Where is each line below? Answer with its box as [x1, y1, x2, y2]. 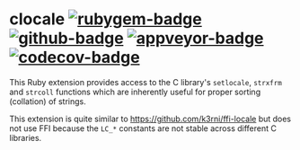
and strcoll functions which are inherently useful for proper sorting [9, 86, 261, 97]
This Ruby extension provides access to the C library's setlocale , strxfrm [9, 76, 283, 87]
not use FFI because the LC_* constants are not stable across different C [9, 122, 277, 134]
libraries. [9, 132, 42, 143]
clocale [9, 9, 66, 30]
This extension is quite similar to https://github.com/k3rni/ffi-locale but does [9, 113, 292, 124]
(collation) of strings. [9, 95, 87, 107]
